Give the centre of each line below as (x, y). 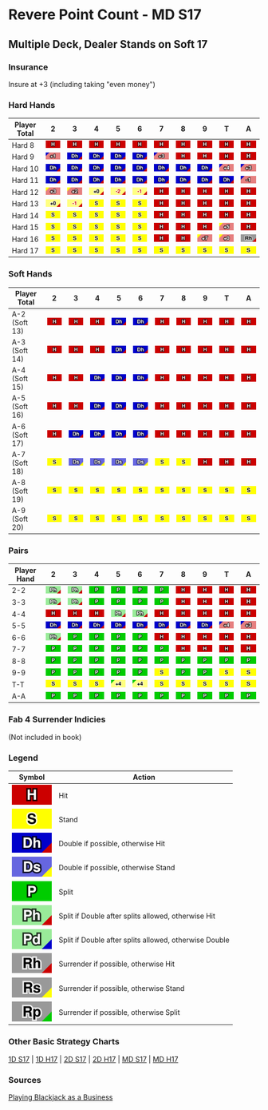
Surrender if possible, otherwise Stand (122, 988)
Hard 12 (25, 192)
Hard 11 (25, 181)
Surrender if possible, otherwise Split (119, 1012)
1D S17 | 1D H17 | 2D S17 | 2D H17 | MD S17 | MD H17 (93, 1059)
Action (144, 778)
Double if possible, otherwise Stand (117, 868)
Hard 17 (25, 251)
